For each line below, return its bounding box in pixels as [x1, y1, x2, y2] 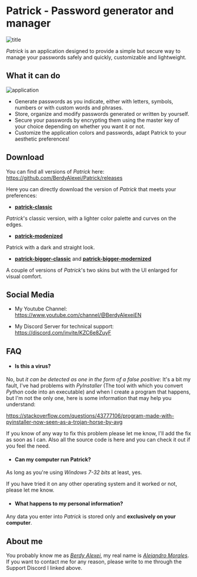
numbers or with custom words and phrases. [14, 104, 123, 111]
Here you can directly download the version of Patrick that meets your [6, 185, 176, 192]
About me [6, 536, 43, 546]
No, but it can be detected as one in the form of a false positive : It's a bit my [6, 375, 191, 383]
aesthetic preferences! [14, 135, 69, 142]
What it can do [6, 71, 61, 81]
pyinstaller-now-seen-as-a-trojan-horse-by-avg [6, 418, 123, 425]
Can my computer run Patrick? [14, 456, 91, 463]
